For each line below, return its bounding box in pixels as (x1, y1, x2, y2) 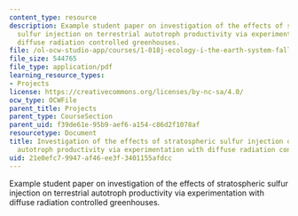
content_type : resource (9, 12, 98, 22)
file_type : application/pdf (9, 63, 114, 72)
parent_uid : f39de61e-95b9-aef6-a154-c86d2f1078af (9, 121, 200, 130)
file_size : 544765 (9, 54, 77, 63)
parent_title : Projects (9, 104, 98, 113)
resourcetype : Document (9, 129, 98, 138)
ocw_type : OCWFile (9, 95, 77, 105)
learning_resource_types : (9, 71, 105, 80)
